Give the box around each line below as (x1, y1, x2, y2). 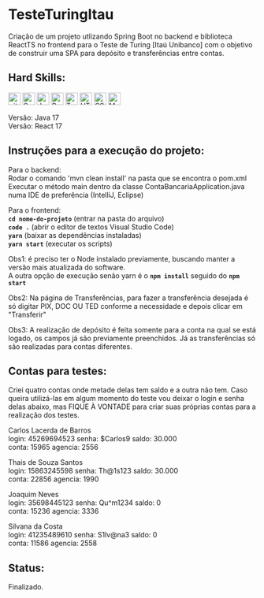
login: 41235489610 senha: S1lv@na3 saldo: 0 (8, 530, 158, 540)
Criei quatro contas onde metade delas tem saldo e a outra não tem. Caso (8, 385, 248, 395)
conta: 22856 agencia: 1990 (8, 474, 99, 484)
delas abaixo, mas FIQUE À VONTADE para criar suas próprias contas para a (8, 402, 256, 411)
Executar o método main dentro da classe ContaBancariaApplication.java (8, 181, 245, 191)
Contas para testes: (8, 364, 107, 377)
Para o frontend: (8, 205, 61, 214)
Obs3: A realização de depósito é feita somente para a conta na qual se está (8, 325, 256, 334)
